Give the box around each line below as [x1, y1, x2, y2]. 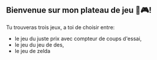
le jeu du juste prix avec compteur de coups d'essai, [14, 35, 142, 42]
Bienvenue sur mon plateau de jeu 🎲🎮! [6, 5, 152, 15]
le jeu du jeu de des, [14, 41, 64, 48]
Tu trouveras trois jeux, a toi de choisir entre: [6, 23, 115, 31]
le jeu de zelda [14, 47, 51, 54]
